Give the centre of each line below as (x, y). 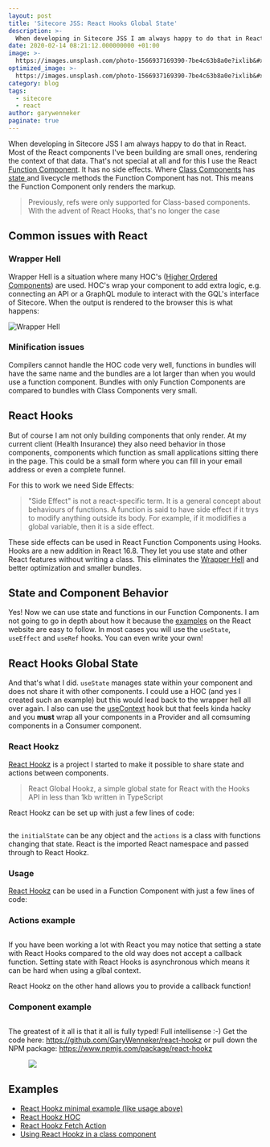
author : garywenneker (45, 114)
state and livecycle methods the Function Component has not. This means (131, 177)
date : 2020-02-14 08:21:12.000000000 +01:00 (84, 46)
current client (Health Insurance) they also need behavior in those (117, 443)
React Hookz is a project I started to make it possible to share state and (126, 764)
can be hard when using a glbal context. (75, 970)
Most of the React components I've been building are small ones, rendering (133, 152)
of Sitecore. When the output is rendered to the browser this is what (121, 302)
